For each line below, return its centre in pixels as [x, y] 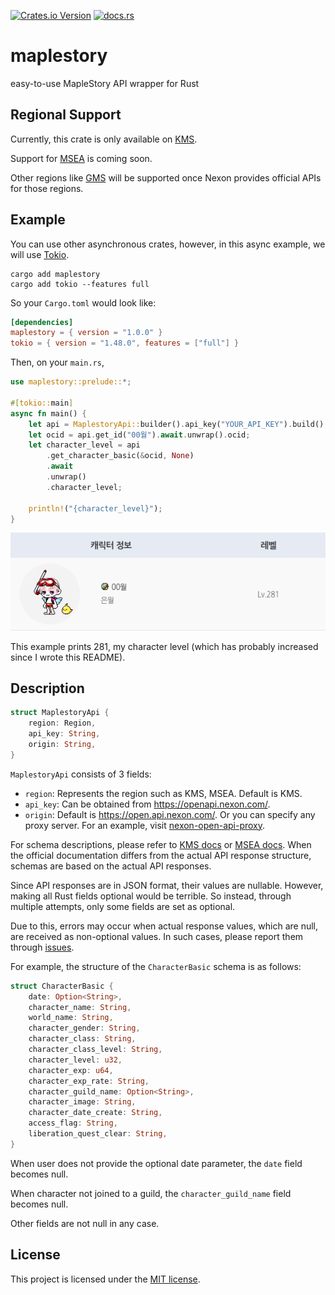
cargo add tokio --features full [80, 284]
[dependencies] [42, 322]
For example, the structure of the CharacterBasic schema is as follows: [156, 966]
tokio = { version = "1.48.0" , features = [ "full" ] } [125, 343]
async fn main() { [48, 413]
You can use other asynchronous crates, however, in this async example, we [168, 244]
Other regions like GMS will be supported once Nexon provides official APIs [166, 177]
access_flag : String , [73, 1123]
